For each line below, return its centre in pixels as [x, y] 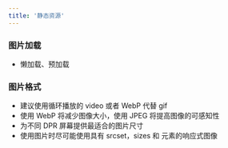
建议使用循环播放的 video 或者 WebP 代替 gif [94, 106]
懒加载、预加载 [44, 64]
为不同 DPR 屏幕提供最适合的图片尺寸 [82, 126]
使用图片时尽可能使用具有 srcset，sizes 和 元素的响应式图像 [119, 136]
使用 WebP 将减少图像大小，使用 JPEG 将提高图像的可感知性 [120, 116]
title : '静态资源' [37, 16]
